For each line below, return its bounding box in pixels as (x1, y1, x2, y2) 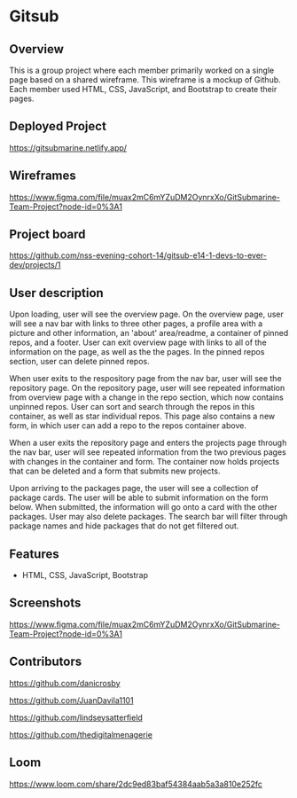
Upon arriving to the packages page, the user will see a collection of (9, 483, 259, 494)
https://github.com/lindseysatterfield (9, 712, 144, 723)
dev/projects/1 (9, 260, 61, 270)
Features (9, 546, 59, 561)
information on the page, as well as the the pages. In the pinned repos (9, 347, 265, 357)
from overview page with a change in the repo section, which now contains (9, 392, 284, 403)
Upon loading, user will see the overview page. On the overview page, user (9, 309, 284, 320)
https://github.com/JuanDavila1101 (9, 694, 135, 706)
